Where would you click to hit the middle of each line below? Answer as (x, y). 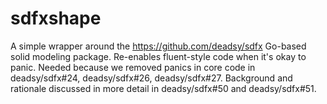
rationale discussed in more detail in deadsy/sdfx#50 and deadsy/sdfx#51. (163, 88)
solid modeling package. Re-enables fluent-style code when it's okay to (158, 56)
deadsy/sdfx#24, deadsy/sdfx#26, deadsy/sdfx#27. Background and (151, 78)
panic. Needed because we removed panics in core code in (133, 67)
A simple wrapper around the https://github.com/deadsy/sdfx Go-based (158, 46)
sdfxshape (56, 18)
